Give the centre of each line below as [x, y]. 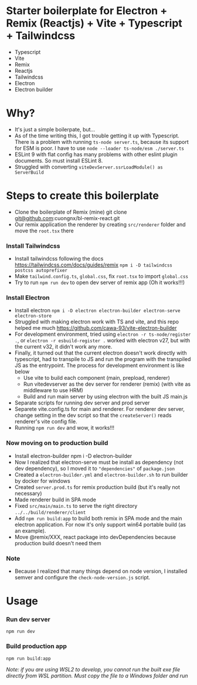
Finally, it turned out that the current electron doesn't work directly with [101, 353]
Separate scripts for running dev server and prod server [82, 403]
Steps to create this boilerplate [83, 196]
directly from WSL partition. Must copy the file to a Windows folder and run [97, 676]
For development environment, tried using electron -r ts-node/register [103, 334]
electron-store [33, 316]
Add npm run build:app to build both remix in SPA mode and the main [98, 518]
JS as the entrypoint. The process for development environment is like [99, 366]
